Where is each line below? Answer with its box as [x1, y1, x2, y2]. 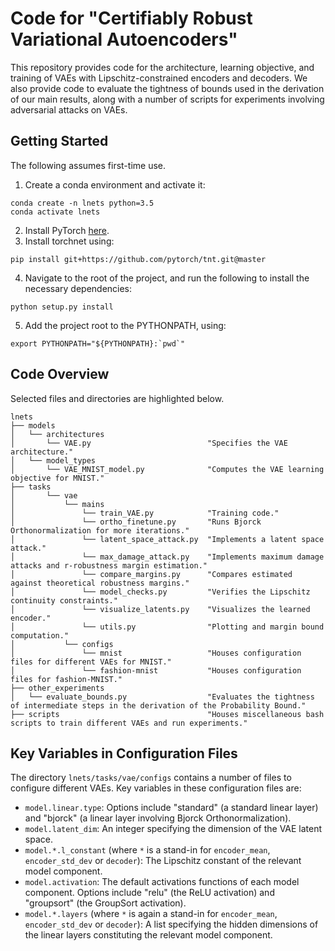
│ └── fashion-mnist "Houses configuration [10, 665, 302, 676]
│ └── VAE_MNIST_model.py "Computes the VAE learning [10, 464, 325, 474]
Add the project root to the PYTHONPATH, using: [24, 319, 227, 331]
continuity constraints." [10, 595, 118, 606]
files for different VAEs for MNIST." [10, 657, 172, 667]
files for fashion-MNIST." [10, 674, 123, 684]
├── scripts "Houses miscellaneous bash [10, 709, 325, 719]
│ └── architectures [10, 429, 105, 439]
